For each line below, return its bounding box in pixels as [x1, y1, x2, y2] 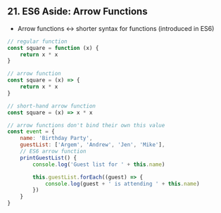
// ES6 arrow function [20, 148, 87, 155]
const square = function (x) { [7, 44, 99, 51]
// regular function [7, 38, 68, 45]
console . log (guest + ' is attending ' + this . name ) [44, 180, 200, 187]
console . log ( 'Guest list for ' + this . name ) [32, 161, 165, 168]
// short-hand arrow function [7, 102, 96, 110]
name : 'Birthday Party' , [20, 135, 93, 142]
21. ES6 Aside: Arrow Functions [7, 6, 148, 18]
